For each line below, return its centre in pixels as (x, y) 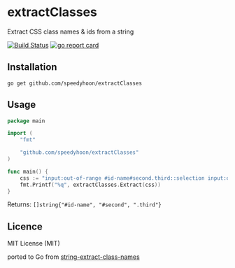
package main (26, 121)
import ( (20, 134)
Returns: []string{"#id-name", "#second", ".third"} (85, 204)
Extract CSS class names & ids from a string (71, 31)
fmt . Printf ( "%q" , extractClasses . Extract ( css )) (90, 185)
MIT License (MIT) (34, 244)
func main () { (28, 171)
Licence (25, 226)
